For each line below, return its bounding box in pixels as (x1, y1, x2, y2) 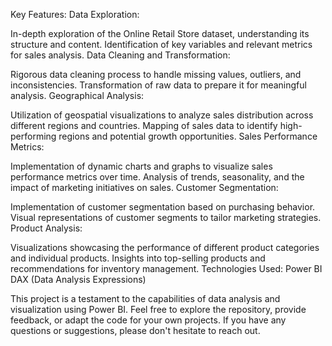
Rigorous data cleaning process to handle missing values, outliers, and (10, 69, 302, 80)
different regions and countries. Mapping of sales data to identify (10, 120, 278, 131)
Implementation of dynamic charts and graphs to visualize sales (10, 160, 273, 172)
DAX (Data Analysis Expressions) (10, 274, 147, 285)
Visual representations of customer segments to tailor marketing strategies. (10, 212, 322, 223)
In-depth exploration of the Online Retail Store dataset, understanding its (10, 28, 310, 39)
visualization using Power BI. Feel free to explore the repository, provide (10, 304, 307, 315)
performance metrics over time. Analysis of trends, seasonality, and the (10, 171, 305, 183)
